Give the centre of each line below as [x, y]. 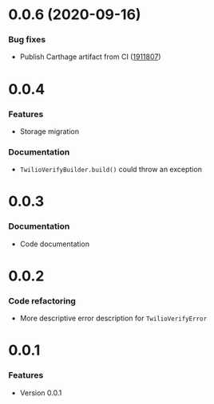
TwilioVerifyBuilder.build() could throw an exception [111, 170]
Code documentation [55, 244]
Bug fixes [27, 40]
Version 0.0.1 [41, 393]
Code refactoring [42, 300]
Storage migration [50, 131]
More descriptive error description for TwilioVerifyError [113, 318]
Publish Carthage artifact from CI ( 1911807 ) [90, 57]
